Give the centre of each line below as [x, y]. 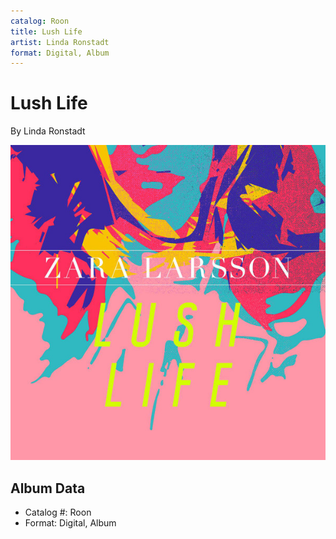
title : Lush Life [46, 31]
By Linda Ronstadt [48, 131]
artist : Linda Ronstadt [60, 42]
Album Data [48, 488]
